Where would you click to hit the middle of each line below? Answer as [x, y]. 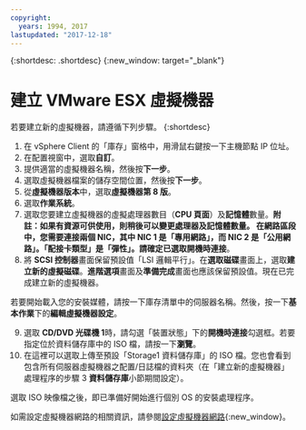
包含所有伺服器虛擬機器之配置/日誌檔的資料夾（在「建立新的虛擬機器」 [156, 367]
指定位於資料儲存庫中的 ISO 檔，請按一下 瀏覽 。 [112, 344]
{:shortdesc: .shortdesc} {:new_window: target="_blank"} [118, 61]
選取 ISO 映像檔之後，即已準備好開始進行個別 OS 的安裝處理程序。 [134, 397]
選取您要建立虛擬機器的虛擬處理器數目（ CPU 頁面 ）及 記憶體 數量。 [148, 215]
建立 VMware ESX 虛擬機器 [112, 100]
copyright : [31, 18]
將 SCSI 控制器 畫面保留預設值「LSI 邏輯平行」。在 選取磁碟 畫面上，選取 [155, 260]
